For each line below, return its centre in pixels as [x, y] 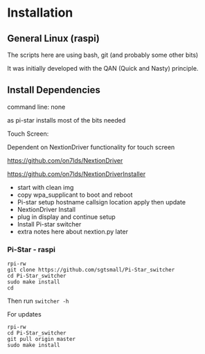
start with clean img [45, 187]
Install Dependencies [54, 90]
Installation [40, 13]
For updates [24, 315]
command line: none [36, 107]
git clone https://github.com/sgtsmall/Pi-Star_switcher [91, 270]
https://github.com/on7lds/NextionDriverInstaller [77, 174]
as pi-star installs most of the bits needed [66, 120]
